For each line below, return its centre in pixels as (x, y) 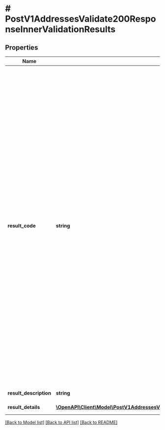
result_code (22, 226)
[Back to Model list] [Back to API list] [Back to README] (61, 422)
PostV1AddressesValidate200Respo (81, 19)
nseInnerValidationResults (60, 29)
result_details (24, 407)
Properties (22, 47)
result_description (29, 393)
